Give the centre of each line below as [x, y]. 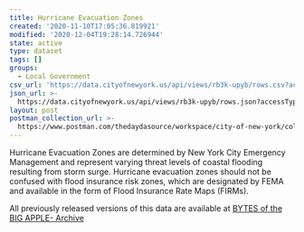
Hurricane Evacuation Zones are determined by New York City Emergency [148, 153]
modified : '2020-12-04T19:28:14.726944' [87, 34]
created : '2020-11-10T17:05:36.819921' [85, 26]
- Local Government [54, 77]
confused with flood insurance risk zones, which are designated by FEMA [147, 181]
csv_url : [26, 85]
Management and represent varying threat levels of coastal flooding [136, 162]
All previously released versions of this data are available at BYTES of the [146, 208]
